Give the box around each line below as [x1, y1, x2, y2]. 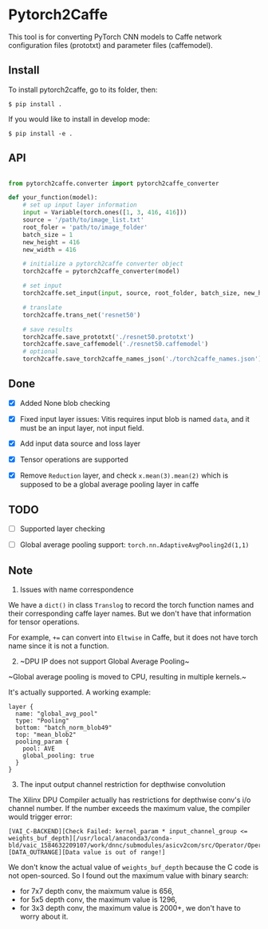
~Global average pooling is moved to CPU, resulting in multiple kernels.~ [8, 671, 247, 681]
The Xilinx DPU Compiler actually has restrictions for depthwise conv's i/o [8, 795, 251, 805]
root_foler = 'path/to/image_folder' [22, 223, 148, 231]
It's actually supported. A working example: [8, 687, 152, 697]
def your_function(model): [8, 194, 98, 202]
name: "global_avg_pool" [15, 710, 98, 718]
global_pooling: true [22, 751, 94, 759]
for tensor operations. [8, 616, 80, 627]
